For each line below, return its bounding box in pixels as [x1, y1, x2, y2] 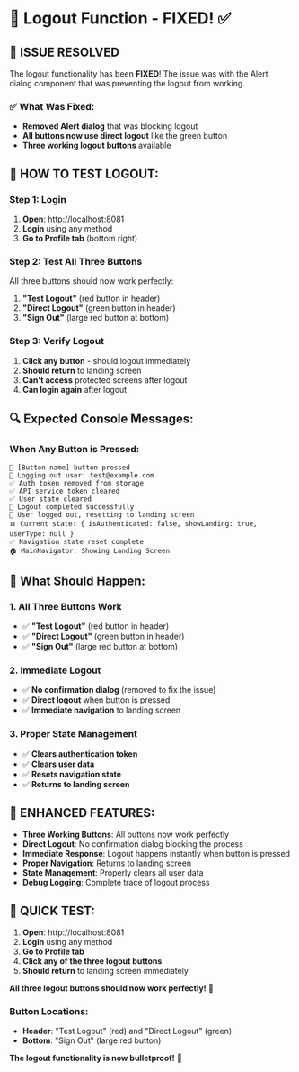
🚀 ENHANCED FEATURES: [9, 805, 155, 821]
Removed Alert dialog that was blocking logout [22, 121, 198, 132]
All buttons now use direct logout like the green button [22, 131, 228, 141]
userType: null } [9, 530, 75, 539]
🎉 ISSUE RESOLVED [9, 44, 119, 59]
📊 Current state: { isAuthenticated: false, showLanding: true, [9, 520, 258, 529]
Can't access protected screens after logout [22, 374, 188, 386]
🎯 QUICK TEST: [9, 903, 96, 918]
